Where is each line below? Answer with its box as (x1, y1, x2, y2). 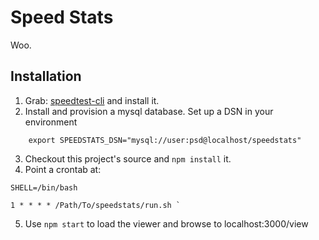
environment (24, 116, 78, 128)
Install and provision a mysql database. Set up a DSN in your (24, 105, 274, 117)
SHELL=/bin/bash (10, 182, 78, 193)
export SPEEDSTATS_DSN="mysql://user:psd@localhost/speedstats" (28, 135, 302, 145)
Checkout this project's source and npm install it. (24, 152, 232, 165)
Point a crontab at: (24, 163, 102, 175)
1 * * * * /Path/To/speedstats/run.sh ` (10, 200, 182, 210)
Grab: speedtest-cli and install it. (24, 94, 160, 106)
